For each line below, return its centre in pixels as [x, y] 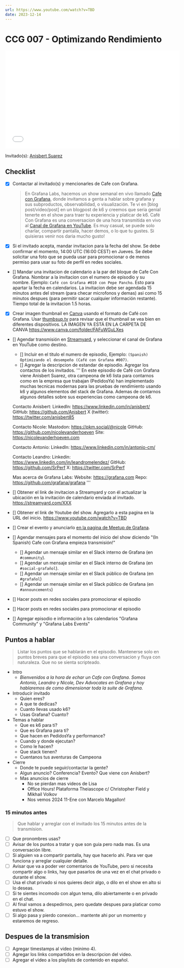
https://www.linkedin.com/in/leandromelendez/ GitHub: [69, 462]
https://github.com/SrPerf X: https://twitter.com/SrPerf [69, 468]
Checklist [20, 171]
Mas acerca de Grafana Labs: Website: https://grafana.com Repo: [80, 477]
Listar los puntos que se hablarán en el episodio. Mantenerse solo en [88, 652]
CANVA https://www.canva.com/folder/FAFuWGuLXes [68, 330]
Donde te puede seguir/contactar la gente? [64, 768]
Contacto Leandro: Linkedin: [41, 457]
